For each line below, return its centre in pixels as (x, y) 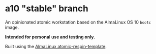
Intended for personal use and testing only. (50, 37)
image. (12, 27)
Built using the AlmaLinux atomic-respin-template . (56, 46)
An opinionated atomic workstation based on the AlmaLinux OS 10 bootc (78, 22)
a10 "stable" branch (47, 9)
